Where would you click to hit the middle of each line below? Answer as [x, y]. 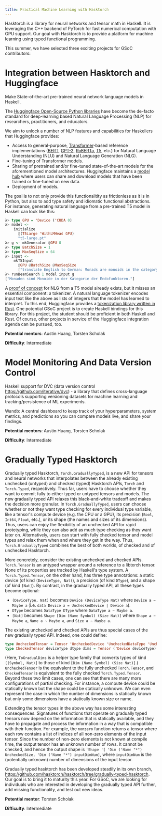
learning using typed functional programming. [51, 39]
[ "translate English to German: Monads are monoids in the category [88, 270]
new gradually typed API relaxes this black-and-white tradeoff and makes [78, 499]
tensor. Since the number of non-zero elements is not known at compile [76, 739]
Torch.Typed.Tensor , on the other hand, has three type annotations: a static [80, 575]
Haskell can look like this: [30, 211]
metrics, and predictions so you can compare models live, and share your [78, 416]
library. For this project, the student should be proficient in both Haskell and [80, 314]
